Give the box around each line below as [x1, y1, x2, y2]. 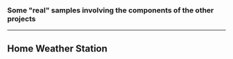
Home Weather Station [7, 43, 107, 54]
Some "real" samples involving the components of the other [7, 5, 214, 15]
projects [7, 14, 36, 23]
